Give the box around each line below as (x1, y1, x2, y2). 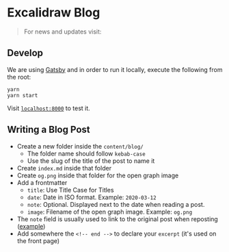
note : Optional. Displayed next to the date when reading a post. (27, 200, 205, 208)
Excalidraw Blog (7, 5, 100, 21)
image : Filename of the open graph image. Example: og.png (27, 207, 193, 216)
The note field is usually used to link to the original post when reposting (16, 214, 219, 223)
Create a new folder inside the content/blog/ (16, 142, 144, 150)
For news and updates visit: (23, 27, 102, 36)
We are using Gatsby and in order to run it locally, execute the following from (7, 65, 223, 73)
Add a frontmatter (16, 178, 68, 186)
